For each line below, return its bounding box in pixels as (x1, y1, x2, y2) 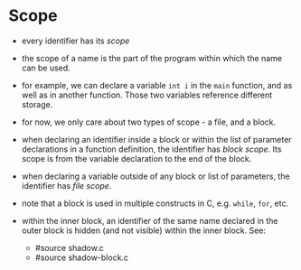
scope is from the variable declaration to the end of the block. (21, 153, 252, 163)
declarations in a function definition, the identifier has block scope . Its (21, 144, 282, 154)
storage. (21, 98, 53, 109)
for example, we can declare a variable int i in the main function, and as (21, 79, 293, 90)
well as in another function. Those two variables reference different (21, 89, 273, 100)
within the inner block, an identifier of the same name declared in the (21, 215, 278, 226)
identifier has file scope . (21, 180, 112, 191)
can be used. (21, 62, 71, 73)
